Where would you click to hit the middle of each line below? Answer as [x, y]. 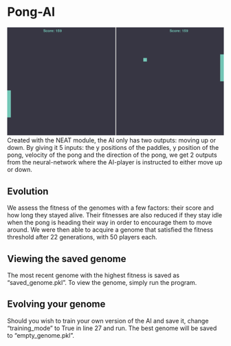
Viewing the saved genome [67, 259]
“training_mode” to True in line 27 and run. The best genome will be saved [112, 328]
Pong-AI [31, 12]
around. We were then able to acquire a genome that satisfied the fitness [110, 230]
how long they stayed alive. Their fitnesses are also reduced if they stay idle [114, 215]
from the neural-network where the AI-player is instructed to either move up [115, 162]
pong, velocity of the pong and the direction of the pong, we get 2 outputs [112, 155]
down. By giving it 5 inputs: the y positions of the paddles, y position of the [113, 148]
